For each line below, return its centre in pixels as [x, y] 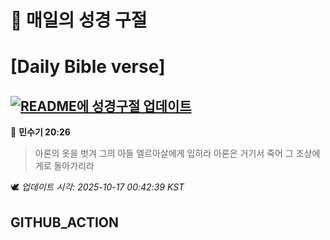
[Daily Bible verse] [88, 67]
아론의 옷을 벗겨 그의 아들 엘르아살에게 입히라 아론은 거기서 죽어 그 [164, 153]
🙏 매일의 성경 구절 [79, 20]
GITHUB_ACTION [65, 222]
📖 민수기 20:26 [40, 132]
